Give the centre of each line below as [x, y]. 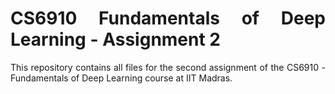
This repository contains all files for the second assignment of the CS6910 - [168, 67]
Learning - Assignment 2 [115, 39]
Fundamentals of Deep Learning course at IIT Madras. [121, 78]
